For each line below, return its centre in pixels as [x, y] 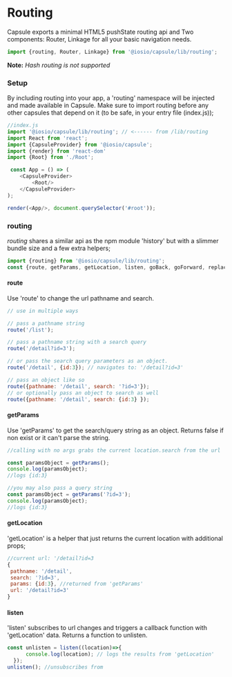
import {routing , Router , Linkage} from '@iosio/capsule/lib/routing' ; [112, 52]
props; [17, 545]
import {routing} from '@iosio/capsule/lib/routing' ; [86, 260]
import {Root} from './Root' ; [51, 158]
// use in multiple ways [43, 311]
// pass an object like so [46, 380]
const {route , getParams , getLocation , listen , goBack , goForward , [106, 267]
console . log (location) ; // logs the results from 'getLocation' [120, 654]
